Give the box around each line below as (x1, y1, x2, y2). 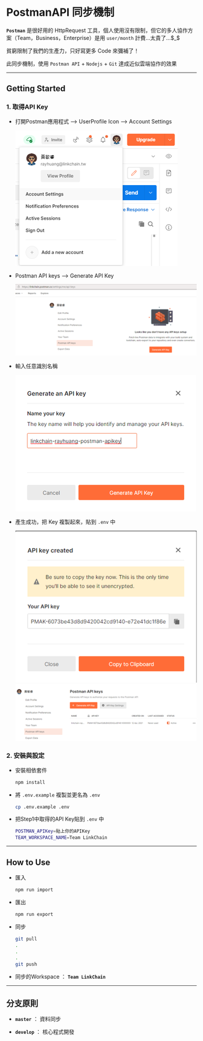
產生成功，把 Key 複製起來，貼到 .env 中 (14, 518, 116, 526)
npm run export (14, 911, 54, 917)
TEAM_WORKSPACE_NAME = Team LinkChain (14, 835, 108, 841)
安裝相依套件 (14, 766, 47, 774)
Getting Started (6, 83, 66, 94)
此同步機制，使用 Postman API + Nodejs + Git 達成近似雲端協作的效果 (6, 60, 177, 67)
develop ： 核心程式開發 (14, 1028, 74, 1035)
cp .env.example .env (14, 804, 69, 810)
